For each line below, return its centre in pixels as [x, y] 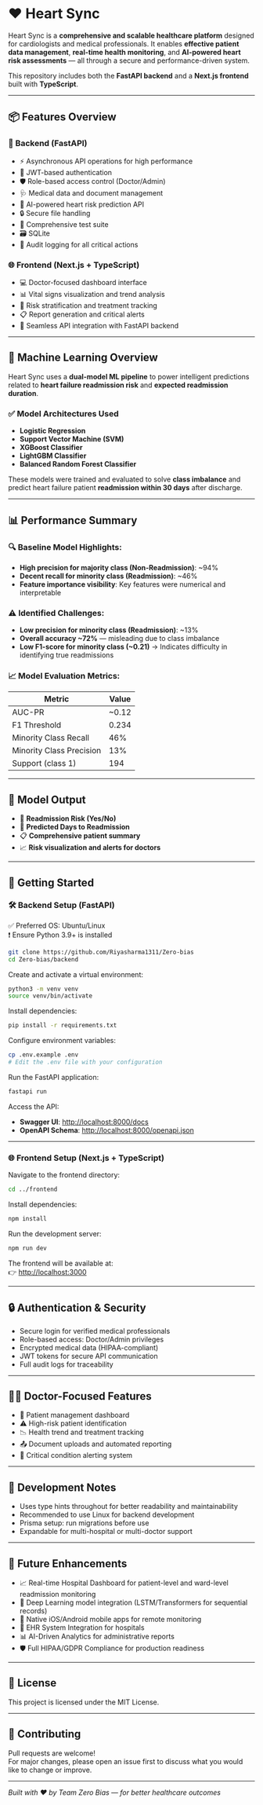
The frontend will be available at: [61, 1263]
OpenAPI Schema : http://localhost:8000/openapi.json [106, 1130]
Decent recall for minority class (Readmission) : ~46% [108, 576]
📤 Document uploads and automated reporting [95, 1444]
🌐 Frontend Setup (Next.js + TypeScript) [86, 1158]
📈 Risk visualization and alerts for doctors [90, 848]
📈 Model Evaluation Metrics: [64, 676]
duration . [23, 393]
